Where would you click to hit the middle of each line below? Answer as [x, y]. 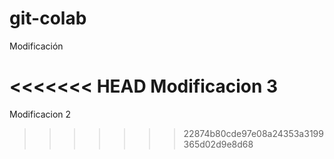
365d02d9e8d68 [218, 144]
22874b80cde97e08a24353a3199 [253, 133]
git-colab [48, 18]
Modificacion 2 [40, 114]
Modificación [36, 46]
